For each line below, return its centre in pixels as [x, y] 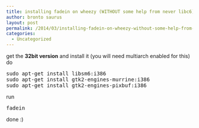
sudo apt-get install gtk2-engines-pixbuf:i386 [76, 86]
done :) [15, 119]
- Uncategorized [31, 39]
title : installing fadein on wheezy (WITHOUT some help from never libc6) [100, 12]
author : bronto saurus [34, 17]
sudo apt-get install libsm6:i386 [56, 74]
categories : [21, 34]
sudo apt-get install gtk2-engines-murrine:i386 [78, 80]
